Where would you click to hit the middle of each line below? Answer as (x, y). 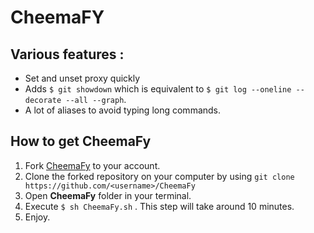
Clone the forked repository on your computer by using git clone (159, 176)
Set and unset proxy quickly (82, 78)
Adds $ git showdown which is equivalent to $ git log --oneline (158, 89)
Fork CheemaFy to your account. (92, 165)
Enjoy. (37, 217)
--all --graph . (96, 99)
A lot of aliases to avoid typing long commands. (123, 110)
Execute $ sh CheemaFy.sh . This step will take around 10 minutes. (159, 206)
